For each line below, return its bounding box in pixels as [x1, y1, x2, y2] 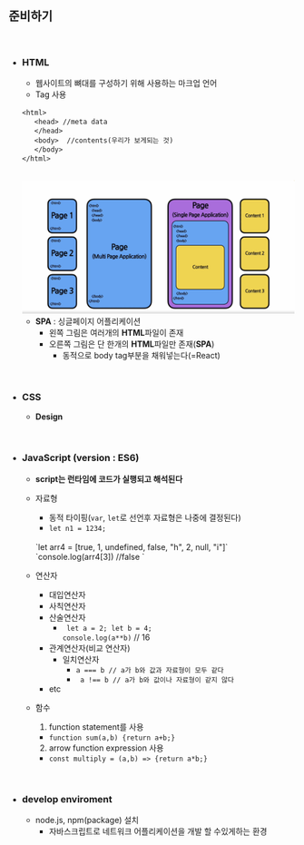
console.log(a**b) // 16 [62, 632, 151, 643]
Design [34, 411, 64, 422]
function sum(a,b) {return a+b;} [48, 733, 176, 742]
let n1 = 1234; [48, 524, 106, 533]
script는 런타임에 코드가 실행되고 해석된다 [34, 473, 183, 484]
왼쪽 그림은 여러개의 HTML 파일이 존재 [48, 328, 184, 339]
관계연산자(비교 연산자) [48, 643, 131, 653]
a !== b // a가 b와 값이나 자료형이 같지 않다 [80, 675, 235, 684]
